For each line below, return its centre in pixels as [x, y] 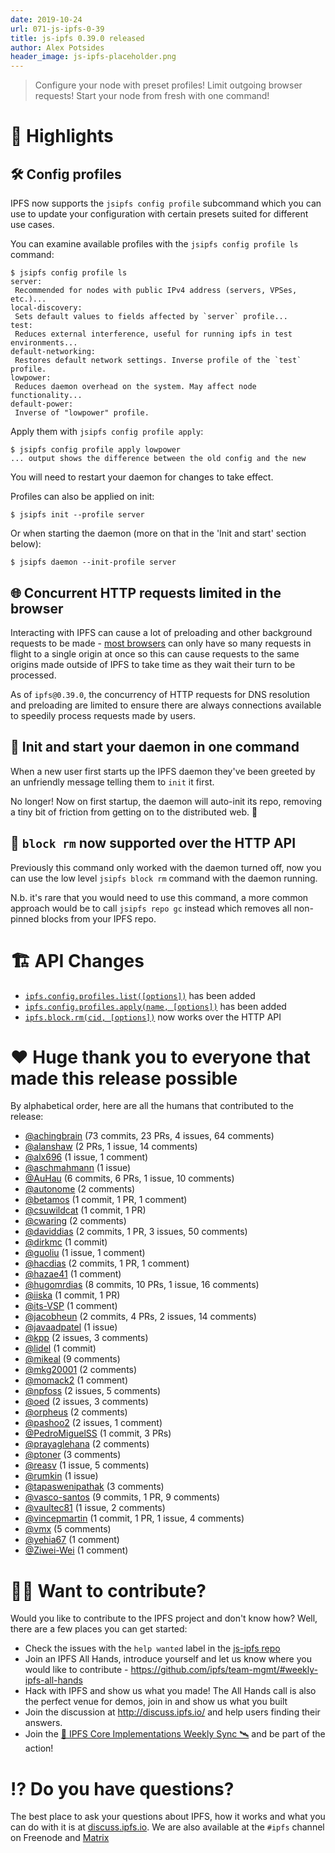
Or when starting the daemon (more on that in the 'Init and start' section [158, 533]
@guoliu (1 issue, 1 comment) [85, 1253]
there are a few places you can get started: [99, 1629]
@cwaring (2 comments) [75, 1221]
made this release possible [124, 1078]
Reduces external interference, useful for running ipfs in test [153, 334]
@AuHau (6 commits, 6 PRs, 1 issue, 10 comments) [129, 1178]
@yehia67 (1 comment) [72, 1540]
